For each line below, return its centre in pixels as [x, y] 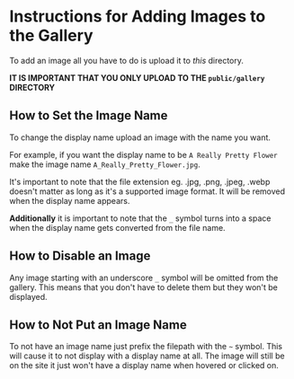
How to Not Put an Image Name [98, 325]
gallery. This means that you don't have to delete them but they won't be [144, 287]
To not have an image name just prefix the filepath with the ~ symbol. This [146, 347]
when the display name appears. [70, 200]
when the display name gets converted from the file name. [118, 227]
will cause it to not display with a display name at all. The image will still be [147, 356]
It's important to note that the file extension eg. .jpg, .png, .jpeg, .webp [140, 181]
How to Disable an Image [80, 256]
